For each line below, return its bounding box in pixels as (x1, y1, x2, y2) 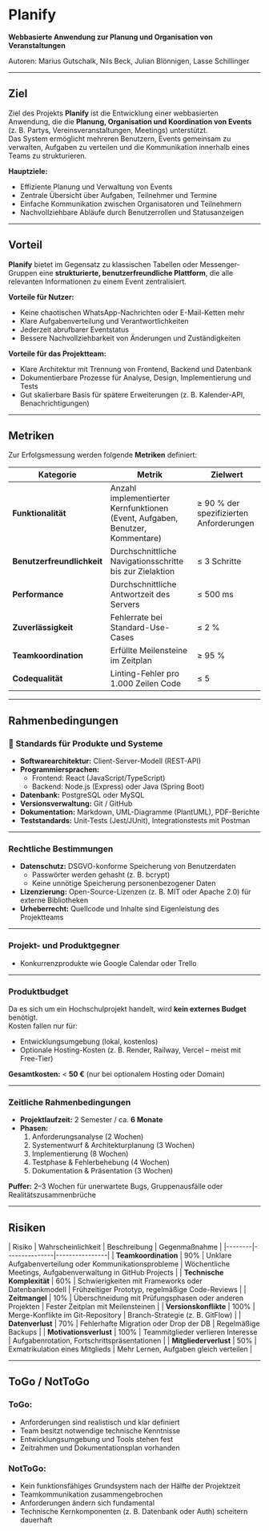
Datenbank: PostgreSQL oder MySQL (19, 790, 145, 800)
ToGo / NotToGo (8, 1375, 90, 1388)
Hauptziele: (8, 166, 48, 176)
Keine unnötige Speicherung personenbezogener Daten (31, 879, 216, 888)
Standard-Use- (110, 622, 171, 633)
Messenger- (199, 259, 240, 269)
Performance (12, 589, 64, 600)
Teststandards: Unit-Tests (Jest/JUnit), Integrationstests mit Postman (19, 816, 251, 826)
